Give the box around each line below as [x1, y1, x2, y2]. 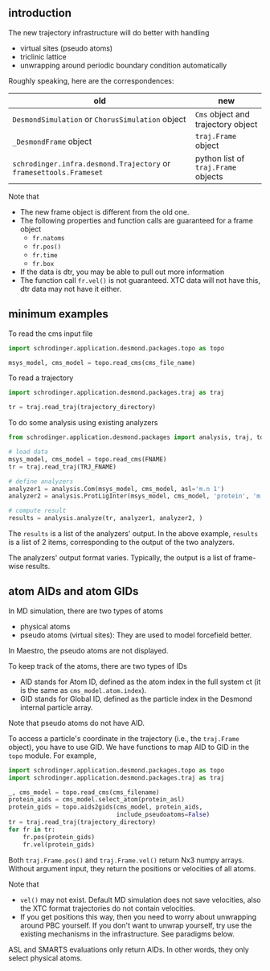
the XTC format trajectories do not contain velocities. [19, 903, 195, 913]
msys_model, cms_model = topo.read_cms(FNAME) [8, 455, 167, 463]
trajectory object [194, 118, 258, 129]
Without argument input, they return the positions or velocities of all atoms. [8, 863, 256, 873]
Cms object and [194, 109, 251, 120]
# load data [8, 448, 48, 456]
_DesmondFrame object [12, 136, 92, 147]
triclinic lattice [19, 51, 67, 61]
